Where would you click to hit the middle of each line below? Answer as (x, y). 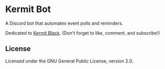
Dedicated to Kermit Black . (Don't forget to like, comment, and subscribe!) (82, 33)
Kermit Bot (28, 9)
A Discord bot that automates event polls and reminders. (64, 23)
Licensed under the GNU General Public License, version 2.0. (69, 61)
